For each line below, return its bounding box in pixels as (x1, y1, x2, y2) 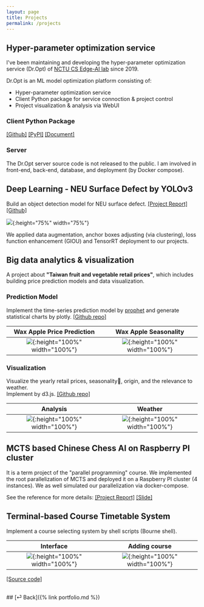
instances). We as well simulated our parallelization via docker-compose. (6, 482, 189, 489)
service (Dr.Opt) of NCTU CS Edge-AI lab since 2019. (6, 65, 139, 73)
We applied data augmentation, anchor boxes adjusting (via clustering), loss (6, 231, 196, 238)
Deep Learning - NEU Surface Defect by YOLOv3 (6, 184, 193, 195)
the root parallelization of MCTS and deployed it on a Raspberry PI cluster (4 (6, 475, 198, 482)
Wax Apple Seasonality (115, 327, 185, 336)
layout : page (6, 9, 39, 15)
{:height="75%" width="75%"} (12, 219, 89, 226)
